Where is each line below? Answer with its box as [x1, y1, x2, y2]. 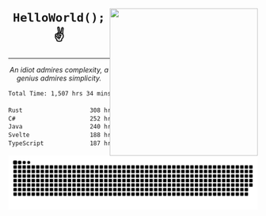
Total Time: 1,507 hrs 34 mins [8, 89, 112, 98]
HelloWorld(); [13, 10, 105, 25]
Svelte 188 [8, 131, 101, 140]
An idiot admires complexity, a [9, 65, 109, 74]
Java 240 [8, 123, 101, 131]
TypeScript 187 [8, 140, 101, 147]
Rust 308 [8, 106, 101, 114]
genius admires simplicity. [16, 73, 102, 83]
